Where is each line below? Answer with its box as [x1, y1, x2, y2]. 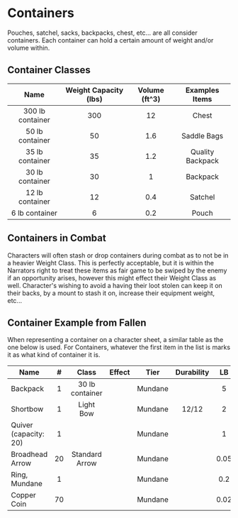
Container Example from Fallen [7, 316, 147, 329]
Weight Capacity [65, 85, 124, 95]
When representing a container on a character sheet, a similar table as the [7, 336, 224, 344]
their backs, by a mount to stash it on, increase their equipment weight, [7, 289, 215, 297]
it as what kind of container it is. [7, 351, 101, 359]
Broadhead [11, 449, 48, 459]
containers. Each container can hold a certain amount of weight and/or [7, 35, 214, 44]
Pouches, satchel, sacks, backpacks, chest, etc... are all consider [7, 28, 198, 37]
